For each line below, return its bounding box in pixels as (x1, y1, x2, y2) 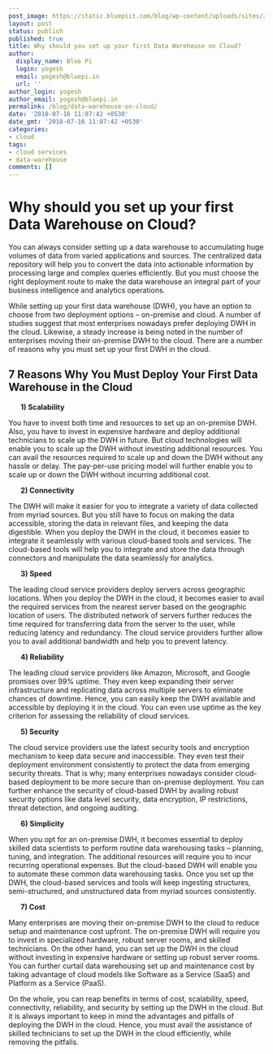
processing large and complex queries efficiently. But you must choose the (8, 268, 259, 278)
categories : (8, 125, 49, 133)
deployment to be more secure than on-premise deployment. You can (31, 777, 264, 787)
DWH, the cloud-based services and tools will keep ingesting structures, (8, 877, 251, 887)
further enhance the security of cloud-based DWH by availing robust (8, 785, 239, 795)
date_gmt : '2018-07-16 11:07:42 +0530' (8, 118, 144, 126)
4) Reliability (19, 652, 65, 662)
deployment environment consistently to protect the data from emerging (8, 759, 250, 769)
